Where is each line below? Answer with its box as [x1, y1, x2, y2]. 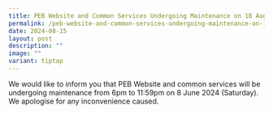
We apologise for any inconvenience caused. [8, 96, 159, 106]
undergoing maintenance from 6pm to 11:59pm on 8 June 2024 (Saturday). [8, 87, 259, 97]
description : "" [8, 42, 63, 50]
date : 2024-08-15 [8, 27, 67, 35]
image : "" [8, 49, 42, 57]
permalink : [8, 19, 45, 27]
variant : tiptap [8, 57, 63, 65]
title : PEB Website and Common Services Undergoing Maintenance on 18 [8, 11, 253, 20]
